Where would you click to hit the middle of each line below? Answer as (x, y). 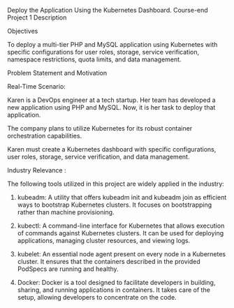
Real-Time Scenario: (37, 86)
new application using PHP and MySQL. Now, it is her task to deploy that (111, 107)
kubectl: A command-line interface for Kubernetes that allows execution (121, 226)
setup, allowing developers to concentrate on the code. (97, 297)
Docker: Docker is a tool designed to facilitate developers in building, (116, 283)
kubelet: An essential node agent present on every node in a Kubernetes (121, 254)
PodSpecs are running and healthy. (68, 269)
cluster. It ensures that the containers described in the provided (109, 262)
